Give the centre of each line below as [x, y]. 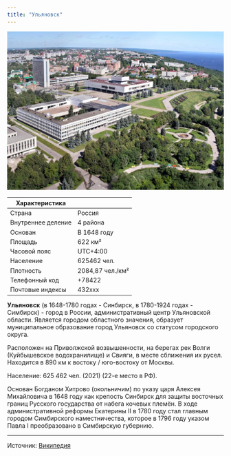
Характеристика [41, 203]
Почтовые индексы [38, 290]
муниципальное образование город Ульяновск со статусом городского [113, 327]
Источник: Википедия [39, 445]
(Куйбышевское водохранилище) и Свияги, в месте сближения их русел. [115, 355]
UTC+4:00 [92, 251]
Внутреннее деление [41, 222]
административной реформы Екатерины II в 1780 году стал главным [108, 411]
